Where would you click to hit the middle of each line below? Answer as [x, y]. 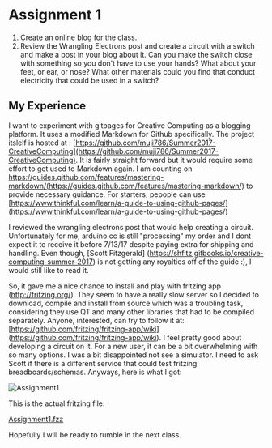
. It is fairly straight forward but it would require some [164, 160]
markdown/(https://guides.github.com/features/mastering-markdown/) [127, 186]
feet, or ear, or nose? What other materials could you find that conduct [138, 71]
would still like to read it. [49, 270]
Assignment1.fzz [36, 419]
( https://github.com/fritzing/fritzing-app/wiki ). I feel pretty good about [125, 337]
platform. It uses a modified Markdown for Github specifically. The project [132, 134]
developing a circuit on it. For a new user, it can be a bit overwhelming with [133, 346]
